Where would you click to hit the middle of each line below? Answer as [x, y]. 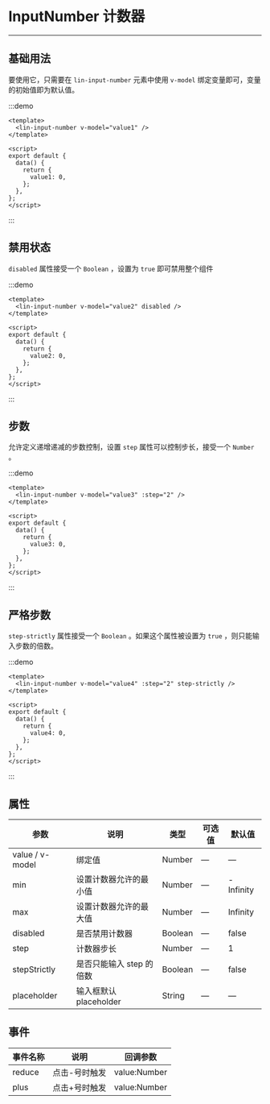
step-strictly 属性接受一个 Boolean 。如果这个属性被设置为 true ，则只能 [131, 636]
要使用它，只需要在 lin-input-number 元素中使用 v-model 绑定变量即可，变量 [135, 79]
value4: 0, [48, 733]
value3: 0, [48, 545]
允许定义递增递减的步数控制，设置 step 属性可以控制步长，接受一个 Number [131, 447]
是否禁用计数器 [104, 934]
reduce [26, 1072]
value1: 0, [48, 177]
